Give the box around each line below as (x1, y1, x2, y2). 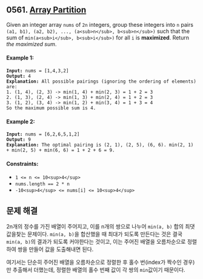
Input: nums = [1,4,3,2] (6, 68, 69, 74)
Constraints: (6, 160, 39, 167)
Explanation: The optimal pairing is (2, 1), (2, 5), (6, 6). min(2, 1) (6, 142, 194, 148)
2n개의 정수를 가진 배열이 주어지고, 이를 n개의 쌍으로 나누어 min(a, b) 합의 (6, 223, 184, 230)
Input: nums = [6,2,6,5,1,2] (6, 131, 80, 137)
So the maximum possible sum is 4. (6, 105, 96, 111)
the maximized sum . (6, 40, 57, 47)
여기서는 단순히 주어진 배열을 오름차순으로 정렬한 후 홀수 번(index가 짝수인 (6, 258, 182, 266)
